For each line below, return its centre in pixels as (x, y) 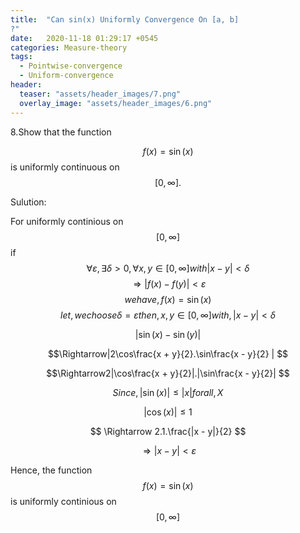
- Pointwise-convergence (71, 66)
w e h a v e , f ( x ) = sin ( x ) (168, 299)
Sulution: (28, 202)
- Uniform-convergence (66, 76)
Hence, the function (51, 470)
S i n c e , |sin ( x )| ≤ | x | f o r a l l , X (168, 392)
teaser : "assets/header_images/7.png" (100, 94)
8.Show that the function (61, 132)
